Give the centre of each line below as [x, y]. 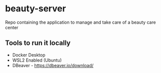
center [12, 27]
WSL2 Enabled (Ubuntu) [37, 60]
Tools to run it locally [38, 43]
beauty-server [36, 9]
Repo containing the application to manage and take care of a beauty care [80, 22]
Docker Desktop [29, 55]
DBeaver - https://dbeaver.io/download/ [53, 65]
